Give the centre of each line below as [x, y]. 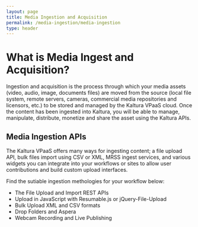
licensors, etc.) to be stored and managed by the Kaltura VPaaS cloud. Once [99, 105]
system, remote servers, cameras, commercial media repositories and [91, 99]
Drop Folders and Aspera [45, 212]
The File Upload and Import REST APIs [62, 193]
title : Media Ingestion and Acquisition [57, 17]
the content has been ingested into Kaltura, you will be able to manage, [93, 112]
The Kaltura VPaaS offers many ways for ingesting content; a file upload [94, 151]
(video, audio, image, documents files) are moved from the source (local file [99, 93]
